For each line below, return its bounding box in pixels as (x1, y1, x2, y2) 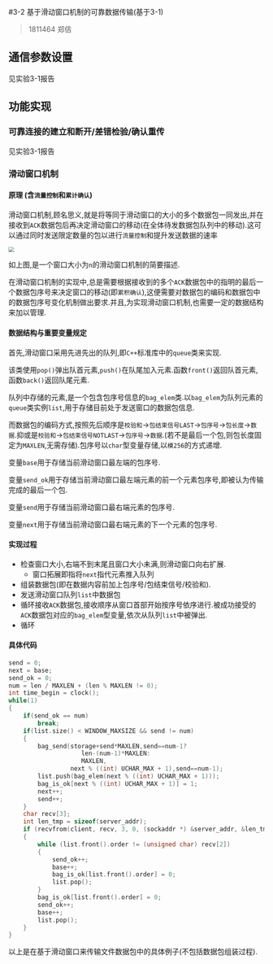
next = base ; (8, 666, 53, 674)
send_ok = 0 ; (8, 674, 53, 682)
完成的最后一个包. (8, 485, 68, 495)
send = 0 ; (8, 658, 42, 667)
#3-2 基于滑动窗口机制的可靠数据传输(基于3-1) (8, 7, 164, 16)
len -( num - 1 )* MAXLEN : (80, 749, 151, 758)
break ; (37, 719, 60, 727)
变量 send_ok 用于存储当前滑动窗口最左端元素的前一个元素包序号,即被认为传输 (8, 474, 264, 484)
